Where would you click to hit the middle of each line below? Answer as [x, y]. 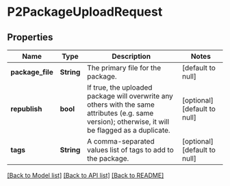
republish [26, 109]
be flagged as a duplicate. [128, 130]
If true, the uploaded [119, 88]
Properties [30, 37]
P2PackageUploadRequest [85, 12]
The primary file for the [124, 68]
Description [131, 56]
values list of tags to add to [130, 150]
